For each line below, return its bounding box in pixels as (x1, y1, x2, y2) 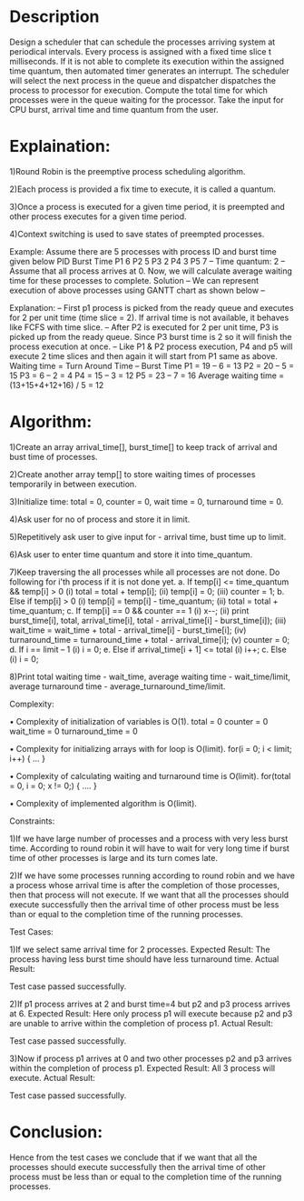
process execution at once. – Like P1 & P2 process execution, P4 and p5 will (9, 341, 293, 352)
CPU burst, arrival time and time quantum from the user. (9, 104, 220, 115)
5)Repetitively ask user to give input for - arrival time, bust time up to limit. (9, 531, 287, 542)
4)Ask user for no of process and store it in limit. (9, 514, 191, 525)
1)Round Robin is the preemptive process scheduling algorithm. (9, 165, 246, 176)
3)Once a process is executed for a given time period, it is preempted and (9, 201, 286, 212)
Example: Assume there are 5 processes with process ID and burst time (9, 245, 277, 256)
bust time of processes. (9, 451, 98, 462)
